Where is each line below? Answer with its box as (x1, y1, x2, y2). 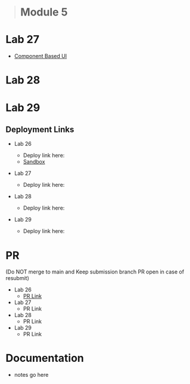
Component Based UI (14, 53, 67, 60)
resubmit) (5, 275, 29, 282)
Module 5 (20, 5, 68, 19)
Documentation (5, 352, 85, 365)
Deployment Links (5, 124, 74, 134)
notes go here (14, 371, 49, 379)
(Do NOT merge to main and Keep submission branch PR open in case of (5, 268, 185, 275)
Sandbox (23, 158, 45, 165)
